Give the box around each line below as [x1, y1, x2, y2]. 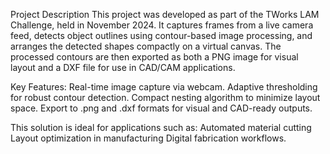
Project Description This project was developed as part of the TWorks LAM [10, 9, 320, 20]
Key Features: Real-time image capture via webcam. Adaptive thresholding [10, 81, 318, 93]
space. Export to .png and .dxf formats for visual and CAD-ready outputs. [10, 102, 313, 114]
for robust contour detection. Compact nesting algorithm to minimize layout [10, 92, 321, 103]
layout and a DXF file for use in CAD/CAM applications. [10, 62, 236, 73]
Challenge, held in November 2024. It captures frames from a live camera [10, 19, 314, 31]
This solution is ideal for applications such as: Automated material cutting [10, 122, 312, 133]
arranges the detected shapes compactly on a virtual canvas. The [10, 40, 282, 52]
